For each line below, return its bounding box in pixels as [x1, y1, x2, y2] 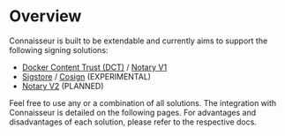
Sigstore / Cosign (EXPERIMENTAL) [21, 71, 152, 81]
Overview [9, 6, 82, 26]
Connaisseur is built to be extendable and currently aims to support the [9, 35, 268, 46]
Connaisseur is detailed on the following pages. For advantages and [9, 107, 257, 117]
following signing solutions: [9, 44, 109, 55]
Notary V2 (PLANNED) [21, 80, 104, 91]
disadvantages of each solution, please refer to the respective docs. [9, 117, 258, 127]
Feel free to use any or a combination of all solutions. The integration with [9, 97, 277, 108]
